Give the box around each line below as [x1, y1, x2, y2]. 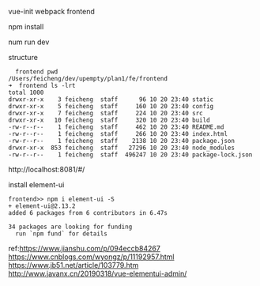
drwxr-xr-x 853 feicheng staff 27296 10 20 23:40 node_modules [8, 144, 236, 152]
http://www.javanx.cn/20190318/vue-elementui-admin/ [8, 269, 187, 278]
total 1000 [8, 88, 44, 96]
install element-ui [8, 180, 65, 189]
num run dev [8, 37, 50, 47]
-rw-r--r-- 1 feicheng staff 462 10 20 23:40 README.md [8, 123, 224, 131]
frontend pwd [15, 68, 58, 76]
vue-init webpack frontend [8, 7, 95, 16]
